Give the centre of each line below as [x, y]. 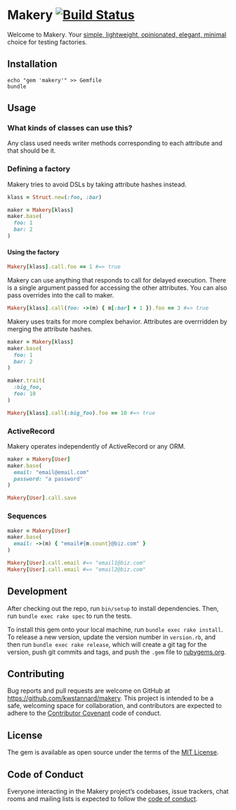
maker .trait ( [26, 381]
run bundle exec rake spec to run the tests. [70, 616]
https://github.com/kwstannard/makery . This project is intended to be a [111, 698]
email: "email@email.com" [52, 472]
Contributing [36, 674]
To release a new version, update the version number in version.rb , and [112, 637]
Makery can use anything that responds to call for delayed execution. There [117, 281]
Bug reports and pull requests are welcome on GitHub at [89, 691]
